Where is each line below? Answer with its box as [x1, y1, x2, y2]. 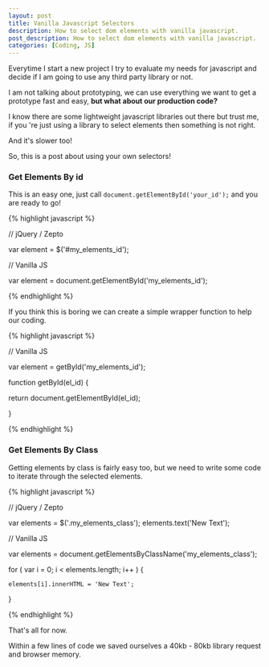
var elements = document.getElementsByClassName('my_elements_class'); [8, 549, 258, 559]
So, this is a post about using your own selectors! [8, 152, 171, 161]
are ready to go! [8, 198, 62, 208]
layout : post [8, 11, 52, 20]
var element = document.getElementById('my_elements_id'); [8, 276, 208, 286]
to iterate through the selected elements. [8, 471, 143, 481]
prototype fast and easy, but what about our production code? [8, 96, 218, 106]
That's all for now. [8, 625, 68, 635]
